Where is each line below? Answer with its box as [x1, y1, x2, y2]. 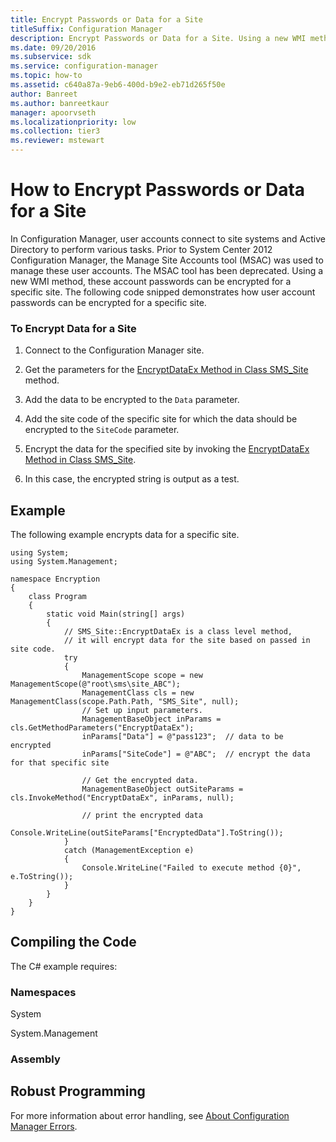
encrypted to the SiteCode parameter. [24, 424, 180, 436]
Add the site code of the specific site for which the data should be [24, 413, 298, 425]
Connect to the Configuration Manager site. [24, 344, 205, 356]
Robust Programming [10, 1083, 146, 1100]
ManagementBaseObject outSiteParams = [81, 784, 244, 795]
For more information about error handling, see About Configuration [10, 1109, 290, 1121]
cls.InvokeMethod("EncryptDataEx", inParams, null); [10, 793, 235, 803]
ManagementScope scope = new [81, 671, 203, 681]
